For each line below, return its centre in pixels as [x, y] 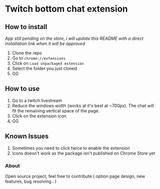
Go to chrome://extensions [39, 58]
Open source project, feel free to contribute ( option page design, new [75, 176]
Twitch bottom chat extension [66, 9]
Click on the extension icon [39, 116]
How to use [22, 89]
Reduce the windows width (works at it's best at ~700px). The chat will [83, 106]
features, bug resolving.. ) [31, 181]
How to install [26, 27]
